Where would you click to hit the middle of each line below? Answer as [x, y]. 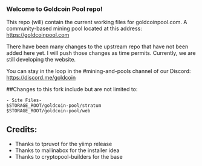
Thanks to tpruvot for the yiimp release [64, 144]
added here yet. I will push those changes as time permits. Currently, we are [101, 53]
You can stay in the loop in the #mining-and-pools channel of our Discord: [99, 71]
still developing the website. [41, 60]
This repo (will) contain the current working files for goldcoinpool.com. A [97, 22]
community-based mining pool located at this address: [74, 28]
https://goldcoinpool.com [38, 35]
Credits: [22, 129]
